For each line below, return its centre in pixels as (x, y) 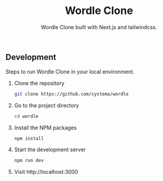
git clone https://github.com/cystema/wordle (71, 94)
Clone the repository (39, 83)
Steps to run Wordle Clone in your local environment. (70, 71)
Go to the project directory (47, 105)
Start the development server (50, 150)
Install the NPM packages (45, 128)
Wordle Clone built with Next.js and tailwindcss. (99, 27)
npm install (29, 138)
